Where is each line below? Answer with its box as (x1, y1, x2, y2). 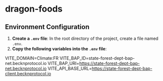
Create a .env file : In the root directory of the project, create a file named (12, 35, 159, 41)
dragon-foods (5, 3, 63, 15)
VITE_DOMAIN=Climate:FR (5, 55, 59, 61)
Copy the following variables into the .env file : (12, 46, 107, 51)
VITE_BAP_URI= (48, 61, 79, 66)
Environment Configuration (5, 23, 90, 31)
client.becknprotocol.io (5, 71, 51, 76)
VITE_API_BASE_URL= (48, 65, 92, 71)
